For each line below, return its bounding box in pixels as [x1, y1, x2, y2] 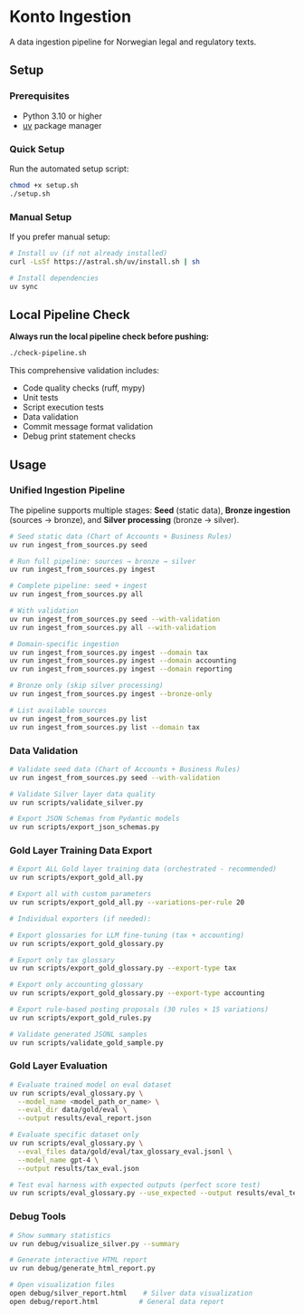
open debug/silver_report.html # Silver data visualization [9, 1289, 253, 1298]
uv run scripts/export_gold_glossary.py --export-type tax [9, 963, 237, 973]
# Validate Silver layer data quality [9, 789, 156, 798]
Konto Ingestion [9, 6, 132, 27]
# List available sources [9, 705, 107, 715]
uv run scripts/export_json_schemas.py [9, 823, 160, 832]
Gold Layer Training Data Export [9, 845, 153, 857]
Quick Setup [9, 142, 65, 155]
